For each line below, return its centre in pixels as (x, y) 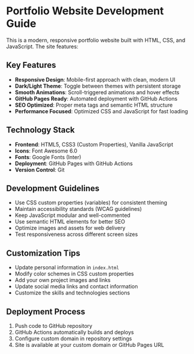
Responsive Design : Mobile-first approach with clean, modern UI (95, 79)
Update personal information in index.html (67, 268)
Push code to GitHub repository (54, 326)
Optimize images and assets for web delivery (70, 228)
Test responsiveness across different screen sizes (76, 234)
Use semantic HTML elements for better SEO (70, 222)
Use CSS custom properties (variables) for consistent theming (91, 203)
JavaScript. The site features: (42, 46)
